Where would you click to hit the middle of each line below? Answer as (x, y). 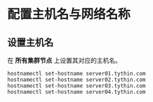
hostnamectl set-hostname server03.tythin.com (76, 86)
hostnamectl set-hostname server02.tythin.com (76, 80)
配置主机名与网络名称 (69, 14)
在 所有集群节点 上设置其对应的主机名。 (64, 60)
